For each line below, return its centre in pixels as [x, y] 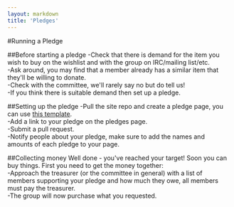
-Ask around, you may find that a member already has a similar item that [113, 70]
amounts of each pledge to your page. [63, 144]
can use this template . [40, 114]
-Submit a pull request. [41, 129]
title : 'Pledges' [33, 21]
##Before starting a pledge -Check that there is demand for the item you [113, 55]
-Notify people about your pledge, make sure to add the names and [106, 137]
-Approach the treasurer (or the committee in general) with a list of [105, 173]
